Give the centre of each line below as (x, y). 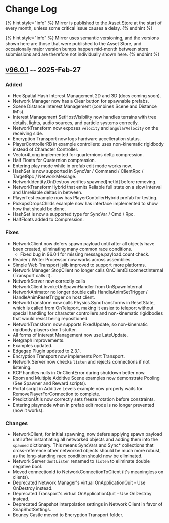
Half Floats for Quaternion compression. (54, 160)
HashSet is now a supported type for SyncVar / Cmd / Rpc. (74, 214)
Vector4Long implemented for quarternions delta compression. (78, 154)
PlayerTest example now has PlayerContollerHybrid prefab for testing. (85, 197)
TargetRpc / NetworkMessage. (44, 176)
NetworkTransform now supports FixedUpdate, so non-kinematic (80, 324)
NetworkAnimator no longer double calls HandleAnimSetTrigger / (80, 292)
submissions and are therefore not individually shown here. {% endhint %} (82, 54)
